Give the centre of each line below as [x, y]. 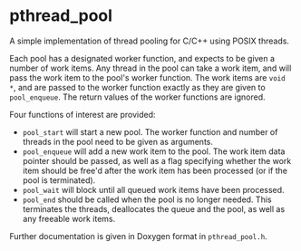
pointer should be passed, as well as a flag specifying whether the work [157, 160]
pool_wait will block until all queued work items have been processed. [153, 189]
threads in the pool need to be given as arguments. [118, 141]
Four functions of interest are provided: [83, 114]
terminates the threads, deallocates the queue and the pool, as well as [154, 208]
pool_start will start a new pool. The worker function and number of [150, 131]
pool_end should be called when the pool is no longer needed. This [147, 199]
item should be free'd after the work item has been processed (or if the [155, 170]
